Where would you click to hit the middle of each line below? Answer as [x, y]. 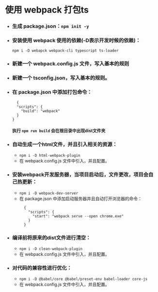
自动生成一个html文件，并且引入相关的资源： [65, 145]
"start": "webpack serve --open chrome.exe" [78, 216]
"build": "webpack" [41, 111]
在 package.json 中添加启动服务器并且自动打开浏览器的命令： [80, 198]
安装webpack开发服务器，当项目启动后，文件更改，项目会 [80, 175]
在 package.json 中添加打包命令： [52, 92]
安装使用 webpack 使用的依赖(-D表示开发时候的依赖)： [76, 41]
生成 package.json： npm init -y [50, 26]
